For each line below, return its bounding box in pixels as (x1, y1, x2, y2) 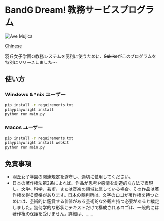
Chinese (5, 43, 22, 49)
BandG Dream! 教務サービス (5, 4, 120, 16)
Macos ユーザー (5, 124, 43, 131)
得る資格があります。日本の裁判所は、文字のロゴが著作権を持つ (25, 192, 155, 198)
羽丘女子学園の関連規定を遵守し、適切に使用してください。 (12, 173, 133, 180)
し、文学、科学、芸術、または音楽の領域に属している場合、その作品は (12, 186, 155, 192)
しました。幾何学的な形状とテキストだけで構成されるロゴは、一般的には (12, 204, 159, 210)
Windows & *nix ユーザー (5, 91, 66, 98)
